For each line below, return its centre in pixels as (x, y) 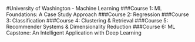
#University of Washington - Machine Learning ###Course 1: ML (84, 8)
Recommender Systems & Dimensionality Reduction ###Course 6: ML (91, 26)
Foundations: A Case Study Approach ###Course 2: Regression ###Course (97, 14)
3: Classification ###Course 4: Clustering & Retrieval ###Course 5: (87, 20)
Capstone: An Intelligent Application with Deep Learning (74, 33)
